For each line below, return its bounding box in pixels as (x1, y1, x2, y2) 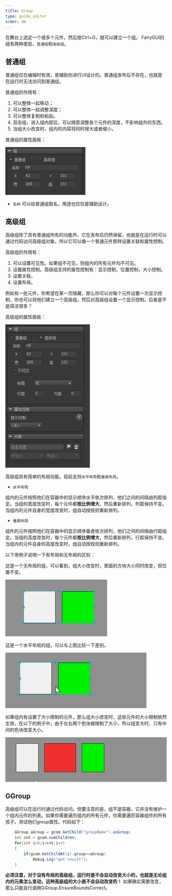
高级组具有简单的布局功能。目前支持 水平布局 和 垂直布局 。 (5, 473, 121, 480)
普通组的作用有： (5, 89, 41, 95)
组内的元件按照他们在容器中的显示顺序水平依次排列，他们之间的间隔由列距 (5, 494, 162, 500)
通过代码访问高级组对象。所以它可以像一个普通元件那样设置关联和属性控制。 (5, 238, 167, 244)
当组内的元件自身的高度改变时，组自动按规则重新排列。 (5, 541, 122, 547)
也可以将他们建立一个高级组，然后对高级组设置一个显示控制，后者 (18, 296, 158, 303)
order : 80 (5, 19, 27, 24)
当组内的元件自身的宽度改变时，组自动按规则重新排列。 (5, 507, 122, 513)
